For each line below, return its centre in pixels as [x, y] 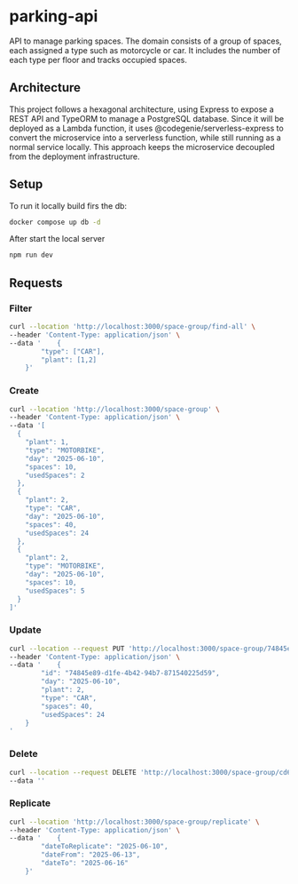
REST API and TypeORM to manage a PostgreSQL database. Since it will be [147, 118]
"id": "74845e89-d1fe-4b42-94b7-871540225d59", [130, 673]
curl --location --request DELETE [73, 772]
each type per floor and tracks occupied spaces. [98, 60]
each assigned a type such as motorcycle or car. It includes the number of [145, 50]
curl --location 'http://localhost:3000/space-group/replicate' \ [134, 822]
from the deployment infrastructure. [74, 156]
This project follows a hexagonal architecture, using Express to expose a [142, 109]
